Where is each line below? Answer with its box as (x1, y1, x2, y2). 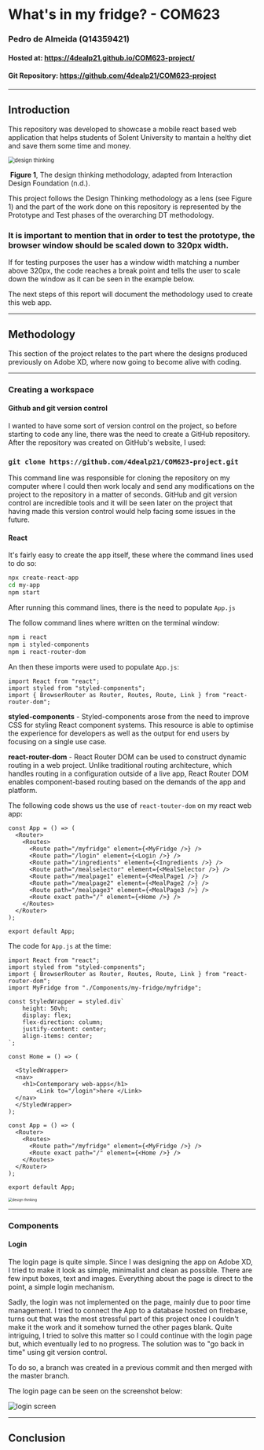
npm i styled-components (8, 641, 90, 648)
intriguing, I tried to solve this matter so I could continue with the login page (8, 1331, 253, 1340)
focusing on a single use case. (8, 736, 107, 746)
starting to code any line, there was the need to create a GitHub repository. (8, 429, 251, 439)
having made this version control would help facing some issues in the (8, 507, 236, 516)
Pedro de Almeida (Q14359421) (8, 34, 130, 45)
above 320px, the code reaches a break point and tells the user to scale (8, 266, 241, 276)
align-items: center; (22, 1032, 93, 1040)
